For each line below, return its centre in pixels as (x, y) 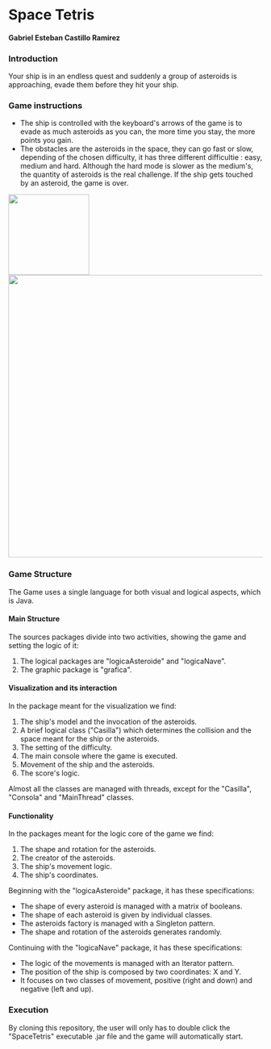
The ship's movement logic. (66, 867)
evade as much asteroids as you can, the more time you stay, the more (138, 132)
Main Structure (34, 619)
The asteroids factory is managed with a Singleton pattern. (117, 924)
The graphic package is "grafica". (76, 669)
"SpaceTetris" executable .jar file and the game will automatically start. (126, 1036)
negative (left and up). (57, 989)
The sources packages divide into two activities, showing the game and (127, 637)
